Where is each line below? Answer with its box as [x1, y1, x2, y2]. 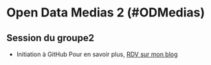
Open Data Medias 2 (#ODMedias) [6, 5, 206, 21]
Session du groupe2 [6, 32, 94, 44]
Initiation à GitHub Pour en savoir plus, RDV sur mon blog [16, 50, 178, 58]
